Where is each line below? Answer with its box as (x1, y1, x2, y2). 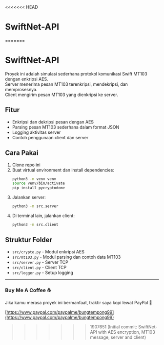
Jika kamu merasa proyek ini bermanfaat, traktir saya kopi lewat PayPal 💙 (5, 299, 152, 305)
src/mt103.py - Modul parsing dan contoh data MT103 (12, 254, 121, 260)
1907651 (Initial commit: (90, 323, 138, 330)
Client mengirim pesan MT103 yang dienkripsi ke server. (5, 92, 118, 98)
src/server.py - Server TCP (12, 259, 68, 265)
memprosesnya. (5, 86, 38, 92)
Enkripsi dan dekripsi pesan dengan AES (12, 119, 94, 124)
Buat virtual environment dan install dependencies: (12, 167, 115, 173)
